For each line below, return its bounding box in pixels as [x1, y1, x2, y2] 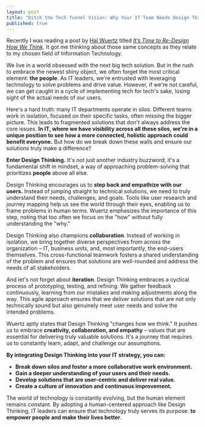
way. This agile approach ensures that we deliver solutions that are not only [6, 295, 196, 303]
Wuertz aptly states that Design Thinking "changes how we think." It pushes [6, 320, 198, 328]
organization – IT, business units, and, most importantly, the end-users [6, 245, 184, 252]
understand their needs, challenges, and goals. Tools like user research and [6, 194, 197, 202]
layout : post [6, 9, 40, 15]
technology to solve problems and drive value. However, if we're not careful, [6, 81, 198, 88]
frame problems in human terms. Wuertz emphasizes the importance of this [6, 207, 197, 214]
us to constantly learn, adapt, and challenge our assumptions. [6, 339, 162, 347]
